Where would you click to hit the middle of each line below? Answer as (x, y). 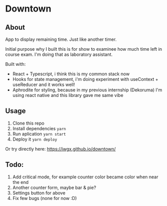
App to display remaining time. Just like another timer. (61, 39)
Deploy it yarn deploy (35, 139)
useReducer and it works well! (44, 84)
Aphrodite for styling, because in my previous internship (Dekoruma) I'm (87, 90)
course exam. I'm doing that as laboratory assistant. (59, 54)
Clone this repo (28, 123)
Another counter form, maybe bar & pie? (54, 187)
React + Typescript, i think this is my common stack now (71, 74)
